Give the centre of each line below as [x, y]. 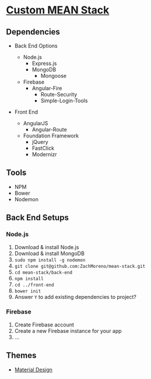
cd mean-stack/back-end [43, 273]
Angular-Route [49, 130]
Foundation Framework [51, 136]
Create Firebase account [44, 325]
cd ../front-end [34, 285]
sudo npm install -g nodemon [50, 260]
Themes [21, 355]
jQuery [40, 142]
